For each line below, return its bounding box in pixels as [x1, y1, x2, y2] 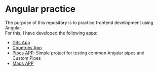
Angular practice [5, 3, 76, 15]
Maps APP [12, 60, 34, 66]
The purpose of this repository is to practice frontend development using [5, 20, 154, 25]
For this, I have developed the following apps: [5, 30, 98, 36]
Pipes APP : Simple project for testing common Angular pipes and [12, 50, 145, 56]
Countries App [12, 45, 42, 50]
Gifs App [12, 39, 31, 45]
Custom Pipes [12, 55, 41, 61]
